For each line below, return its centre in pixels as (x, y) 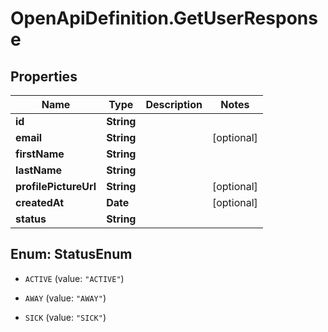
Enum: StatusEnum (71, 254)
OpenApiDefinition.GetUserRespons (164, 18)
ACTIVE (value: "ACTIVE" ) (74, 278)
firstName (40, 154)
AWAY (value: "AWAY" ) (65, 298)
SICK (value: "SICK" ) (65, 317)
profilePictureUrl (56, 186)
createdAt (40, 202)
